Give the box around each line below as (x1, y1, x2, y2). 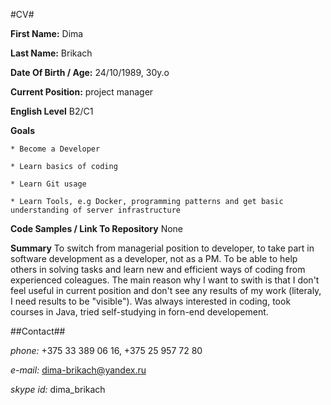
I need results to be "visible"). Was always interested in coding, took (10, 295, 292, 307)
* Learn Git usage (10, 179, 87, 189)
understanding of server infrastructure (10, 205, 182, 215)
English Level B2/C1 (10, 105, 94, 117)
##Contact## (10, 325, 66, 337)
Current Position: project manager (10, 86, 154, 98)
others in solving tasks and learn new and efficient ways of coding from (10, 264, 306, 275)
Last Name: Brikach (10, 47, 93, 59)
